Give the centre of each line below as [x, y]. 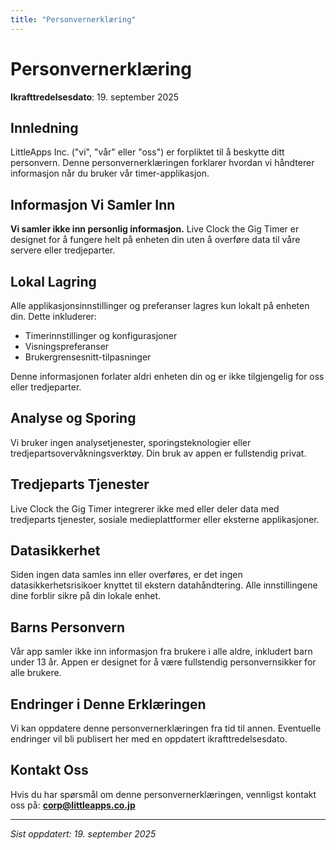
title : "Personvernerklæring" [73, 19]
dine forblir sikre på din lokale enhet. [86, 596]
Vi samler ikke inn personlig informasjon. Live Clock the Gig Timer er [155, 229]
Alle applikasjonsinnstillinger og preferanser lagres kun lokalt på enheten [160, 305]
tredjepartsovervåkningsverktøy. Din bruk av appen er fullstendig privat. [158, 453]
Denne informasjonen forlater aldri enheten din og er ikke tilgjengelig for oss [167, 376]
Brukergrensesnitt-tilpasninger [88, 357]
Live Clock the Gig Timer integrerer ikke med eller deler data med [145, 508]
